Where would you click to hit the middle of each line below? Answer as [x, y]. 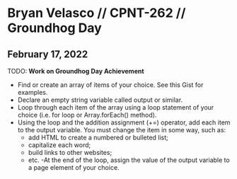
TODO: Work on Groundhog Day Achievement [76, 71]
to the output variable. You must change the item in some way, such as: [122, 130]
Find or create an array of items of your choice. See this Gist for [110, 85]
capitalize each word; [59, 145]
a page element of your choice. [74, 167]
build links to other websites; [70, 152]
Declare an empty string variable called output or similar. [100, 100]
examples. [33, 92]
